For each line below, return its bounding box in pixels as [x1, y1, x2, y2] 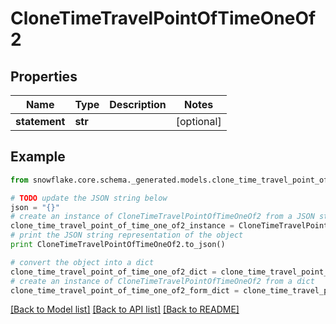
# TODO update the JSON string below [10, 193, 168, 203]
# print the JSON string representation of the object [10, 230, 244, 241]
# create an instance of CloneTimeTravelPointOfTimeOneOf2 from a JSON [10, 212, 315, 222]
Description [109, 98, 167, 111]
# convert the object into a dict [10, 257, 155, 267]
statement [15, 115, 66, 128]
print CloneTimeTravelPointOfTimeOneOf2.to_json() [10, 240, 226, 250]
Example [10, 148, 66, 166]
